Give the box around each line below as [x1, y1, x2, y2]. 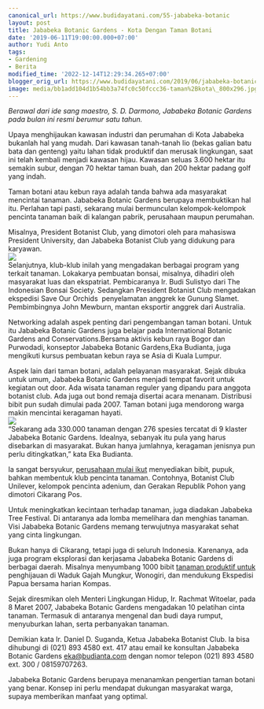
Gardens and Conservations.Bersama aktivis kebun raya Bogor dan [8, 334, 225, 343]
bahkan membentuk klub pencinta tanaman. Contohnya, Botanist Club [8, 473, 235, 483]
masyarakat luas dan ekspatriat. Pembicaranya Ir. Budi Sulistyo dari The [8, 277, 240, 287]
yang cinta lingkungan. [8, 530, 82, 540]
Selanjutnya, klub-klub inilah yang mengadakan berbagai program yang [8, 261, 240, 270]
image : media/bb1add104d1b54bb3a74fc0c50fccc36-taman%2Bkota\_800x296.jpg [8, 84, 258, 93]
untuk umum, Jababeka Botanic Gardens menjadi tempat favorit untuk [8, 375, 235, 384]
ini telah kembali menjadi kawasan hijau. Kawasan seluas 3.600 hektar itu [8, 155, 246, 165]
